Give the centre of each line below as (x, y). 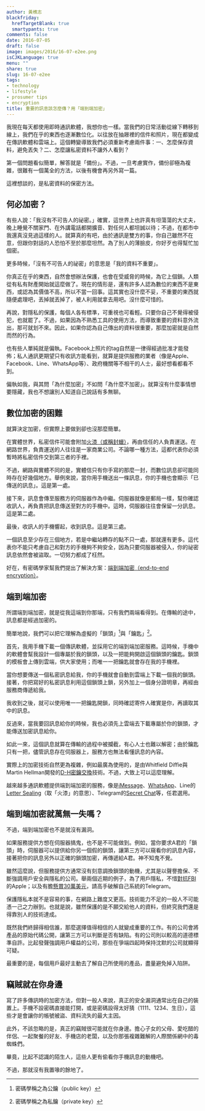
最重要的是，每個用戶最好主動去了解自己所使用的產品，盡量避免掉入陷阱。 (100, 963)
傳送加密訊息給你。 (35, 731)
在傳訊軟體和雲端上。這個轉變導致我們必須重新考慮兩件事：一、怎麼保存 (97, 142)
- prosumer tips (27, 97)
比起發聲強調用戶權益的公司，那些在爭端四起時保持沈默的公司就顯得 (113, 943)
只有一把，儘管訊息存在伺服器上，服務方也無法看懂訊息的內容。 (86, 751)
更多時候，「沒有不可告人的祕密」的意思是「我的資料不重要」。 (84, 264)
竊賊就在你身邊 (34, 984)
